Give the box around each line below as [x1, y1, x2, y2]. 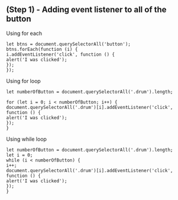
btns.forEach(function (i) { [6, 46, 78, 52]
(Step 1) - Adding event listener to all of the [6, 5, 167, 15]
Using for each [6, 30, 43, 37]
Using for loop [6, 77, 41, 85]
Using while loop [6, 136, 47, 143]
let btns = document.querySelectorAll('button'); [6, 41, 131, 47]
